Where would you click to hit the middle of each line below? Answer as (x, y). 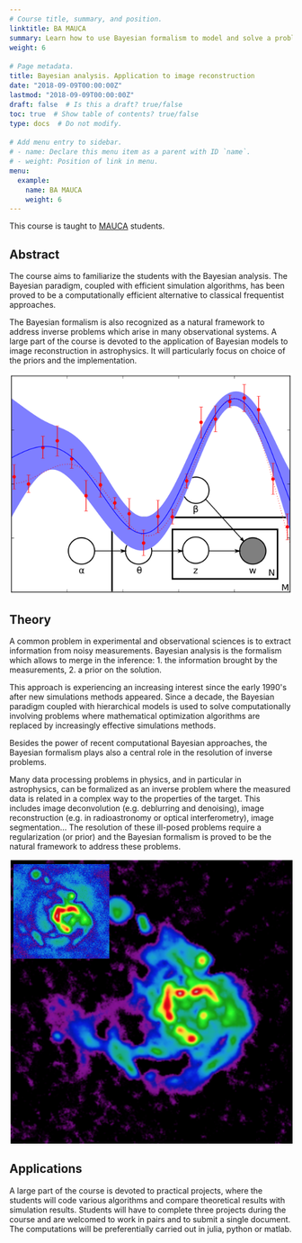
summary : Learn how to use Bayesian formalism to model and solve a (140, 38)
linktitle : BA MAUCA (48, 28)
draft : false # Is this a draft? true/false (96, 104)
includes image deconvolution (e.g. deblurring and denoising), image (137, 808)
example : (34, 180)
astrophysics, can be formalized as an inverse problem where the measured (150, 789)
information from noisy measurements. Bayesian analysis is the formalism (146, 651)
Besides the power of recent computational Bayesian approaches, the (138, 743)
